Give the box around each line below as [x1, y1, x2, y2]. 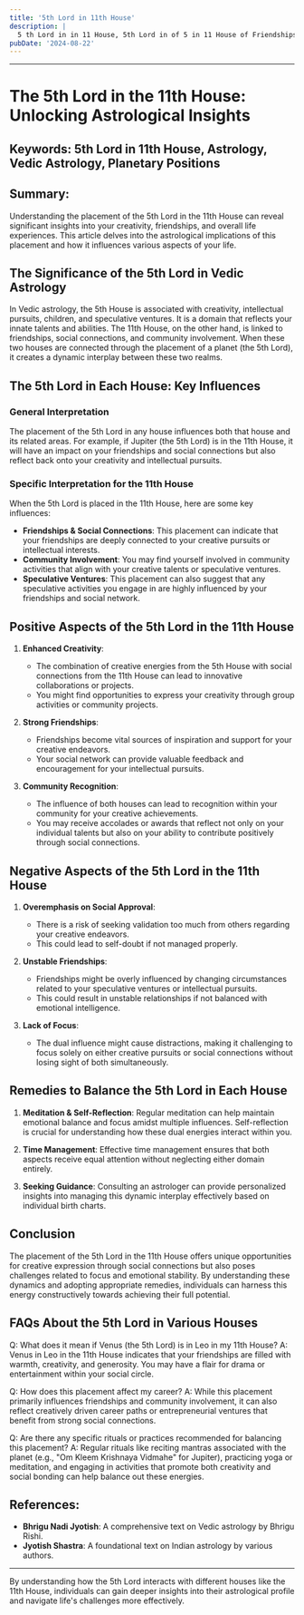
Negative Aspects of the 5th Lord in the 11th [9, 863, 261, 879]
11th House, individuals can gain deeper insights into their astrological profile [9, 1586, 296, 1597]
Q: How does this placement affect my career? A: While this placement [9, 1386, 273, 1396]
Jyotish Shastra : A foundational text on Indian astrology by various [22, 1541, 273, 1552]
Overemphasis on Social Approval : [22, 901, 156, 912]
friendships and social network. [22, 593, 140, 604]
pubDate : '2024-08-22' [9, 38, 95, 48]
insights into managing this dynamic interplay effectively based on [22, 1190, 270, 1202]
